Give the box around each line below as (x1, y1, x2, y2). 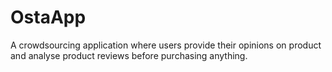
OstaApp (10, 6, 87, 29)
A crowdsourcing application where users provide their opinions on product (10, 39, 322, 51)
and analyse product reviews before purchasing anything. (10, 49, 248, 61)
